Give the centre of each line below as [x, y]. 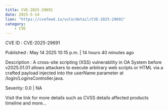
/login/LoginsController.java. [35, 78]
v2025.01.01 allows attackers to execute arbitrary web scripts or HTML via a [84, 68]
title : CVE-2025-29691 [29, 10]
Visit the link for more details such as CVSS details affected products [77, 98]
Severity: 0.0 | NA [24, 88]
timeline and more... [26, 103]
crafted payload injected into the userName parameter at [65, 73]
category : [16, 24]
